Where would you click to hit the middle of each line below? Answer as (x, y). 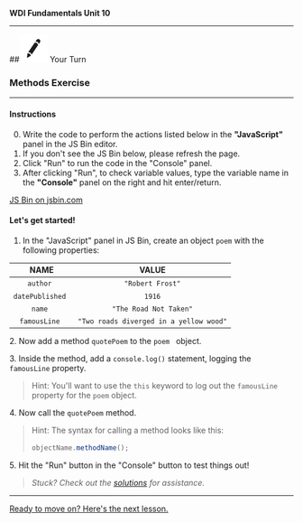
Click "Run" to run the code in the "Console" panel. (117, 163)
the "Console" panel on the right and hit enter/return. (122, 182)
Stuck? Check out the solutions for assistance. (118, 482)
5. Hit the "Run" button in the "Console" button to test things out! (129, 465)
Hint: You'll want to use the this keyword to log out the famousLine (154, 385)
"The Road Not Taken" (153, 309)
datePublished (40, 296)
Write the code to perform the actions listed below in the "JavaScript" (153, 134)
